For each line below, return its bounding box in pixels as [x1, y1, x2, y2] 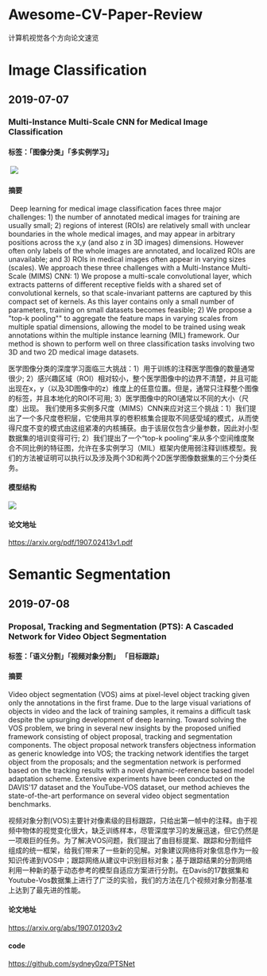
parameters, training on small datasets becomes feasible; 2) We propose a [8, 304, 252, 315]
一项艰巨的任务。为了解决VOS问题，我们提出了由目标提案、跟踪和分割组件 [8, 835, 253, 845]
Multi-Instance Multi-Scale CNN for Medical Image [8, 117, 208, 128]
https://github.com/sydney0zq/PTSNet [8, 959, 135, 968]
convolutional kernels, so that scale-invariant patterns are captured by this [8, 288, 252, 297]
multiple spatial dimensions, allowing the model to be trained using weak [8, 322, 246, 331]
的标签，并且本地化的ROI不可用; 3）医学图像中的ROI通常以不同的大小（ [8, 393, 242, 403]
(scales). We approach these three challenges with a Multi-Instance [8, 262, 230, 272]
